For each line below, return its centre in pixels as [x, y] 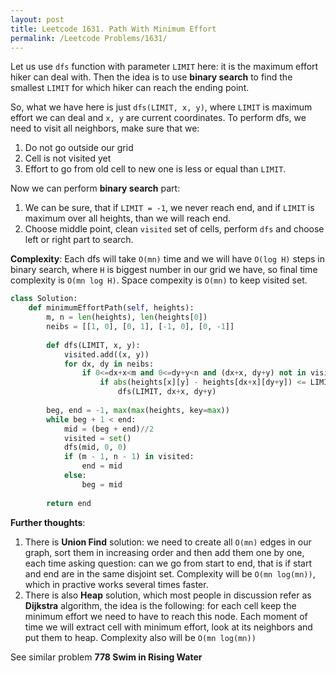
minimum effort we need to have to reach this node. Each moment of [166, 616]
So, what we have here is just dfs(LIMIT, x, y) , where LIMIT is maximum [161, 107]
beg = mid [102, 484]
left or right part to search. [79, 240]
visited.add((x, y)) [106, 354]
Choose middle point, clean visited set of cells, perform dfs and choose [174, 229]
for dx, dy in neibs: [109, 364]
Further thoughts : [48, 522]
